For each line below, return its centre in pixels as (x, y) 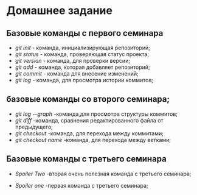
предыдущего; (34, 127)
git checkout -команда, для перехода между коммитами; (89, 133)
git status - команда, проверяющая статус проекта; (82, 54)
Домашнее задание (59, 11)
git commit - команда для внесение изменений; (77, 73)
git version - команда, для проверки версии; (73, 61)
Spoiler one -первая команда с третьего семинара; (81, 185)
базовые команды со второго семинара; (88, 99)
